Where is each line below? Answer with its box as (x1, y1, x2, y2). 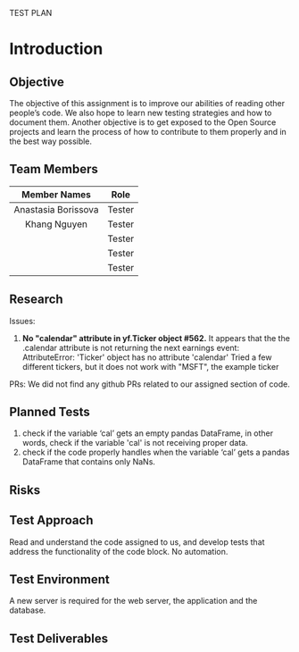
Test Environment (9, 572, 110, 588)
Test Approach (9, 513, 94, 528)
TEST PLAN (9, 8, 53, 18)
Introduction (9, 39, 104, 59)
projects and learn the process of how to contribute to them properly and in (9, 127, 287, 137)
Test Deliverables (9, 631, 109, 646)
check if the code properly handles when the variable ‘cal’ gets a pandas (21, 447, 290, 458)
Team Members (9, 162, 98, 177)
